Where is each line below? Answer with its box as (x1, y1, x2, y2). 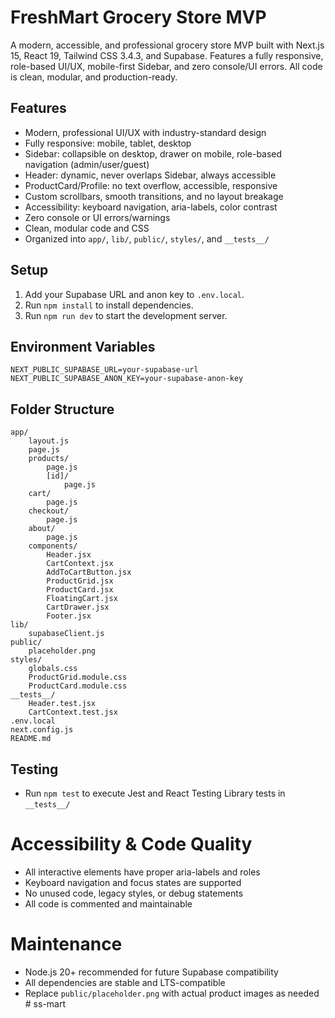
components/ (28, 541, 78, 551)
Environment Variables (10, 338, 156, 355)
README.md (10, 734, 52, 744)
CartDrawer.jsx (46, 602, 110, 613)
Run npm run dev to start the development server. (24, 309, 228, 321)
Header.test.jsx (28, 699, 97, 709)
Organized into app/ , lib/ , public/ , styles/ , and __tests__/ (24, 232, 270, 245)
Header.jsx (46, 550, 92, 560)
